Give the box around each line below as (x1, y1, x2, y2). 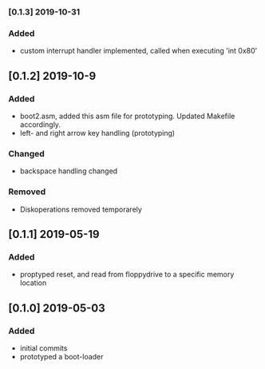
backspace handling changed (19, 166, 118, 176)
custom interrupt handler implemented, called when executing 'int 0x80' (19, 46, 258, 56)
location (19, 278, 47, 288)
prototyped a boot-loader (19, 351, 104, 361)
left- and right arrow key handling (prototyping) (19, 128, 176, 137)
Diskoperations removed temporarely (19, 204, 142, 214)
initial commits (19, 343, 68, 353)
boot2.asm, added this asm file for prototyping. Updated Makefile (19, 111, 235, 121)
